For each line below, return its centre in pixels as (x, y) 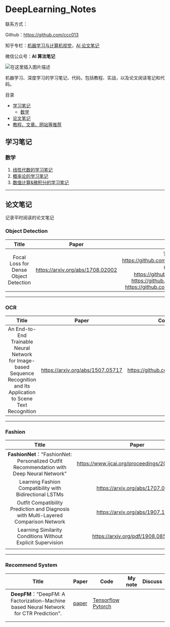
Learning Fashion (40, 482)
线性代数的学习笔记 (33, 170)
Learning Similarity (40, 530)
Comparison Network (40, 522)
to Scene (22, 399)
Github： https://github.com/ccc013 (42, 34)
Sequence (22, 373)
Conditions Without (40, 536)
